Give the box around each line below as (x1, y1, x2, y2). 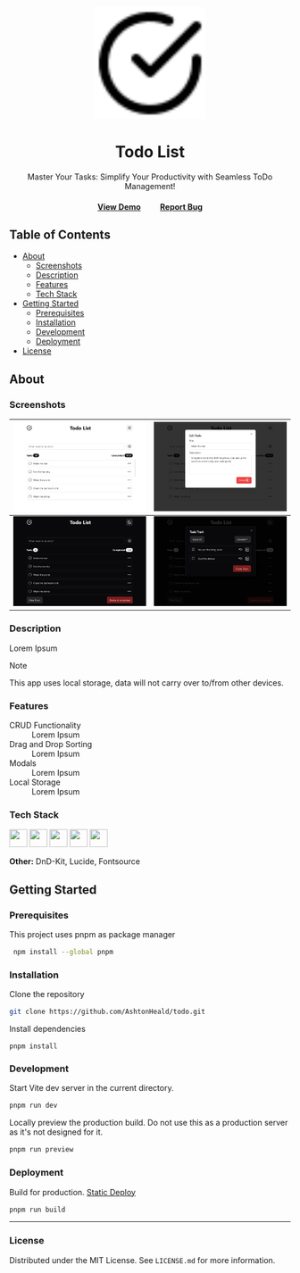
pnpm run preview (9, 1145, 74, 1154)
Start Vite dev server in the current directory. (9, 1083, 174, 1094)
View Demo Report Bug (96, 201, 204, 212)
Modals (9, 758, 37, 769)
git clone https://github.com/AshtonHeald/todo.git (9, 1007, 205, 1017)
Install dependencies (9, 1024, 87, 1035)
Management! (124, 180, 176, 191)
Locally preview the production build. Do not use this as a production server (9, 1118, 288, 1128)
